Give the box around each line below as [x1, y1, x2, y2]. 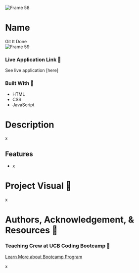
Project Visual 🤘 [5, 180, 72, 192]
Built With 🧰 [5, 80, 34, 87]
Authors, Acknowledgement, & [5, 214, 135, 225]
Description [5, 119, 54, 130]
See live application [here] [5, 68, 58, 73]
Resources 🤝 [5, 225, 58, 236]
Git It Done [5, 38, 27, 44]
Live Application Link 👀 [5, 56, 61, 63]
